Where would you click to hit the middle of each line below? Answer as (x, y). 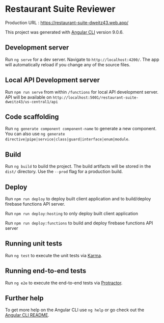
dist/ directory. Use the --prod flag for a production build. (64, 172)
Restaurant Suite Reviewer (60, 9)
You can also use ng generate (35, 134)
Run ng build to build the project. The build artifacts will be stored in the (78, 166)
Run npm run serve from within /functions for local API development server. (82, 92)
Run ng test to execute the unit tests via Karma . (54, 255)
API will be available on (28, 97)
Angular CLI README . (27, 315)
